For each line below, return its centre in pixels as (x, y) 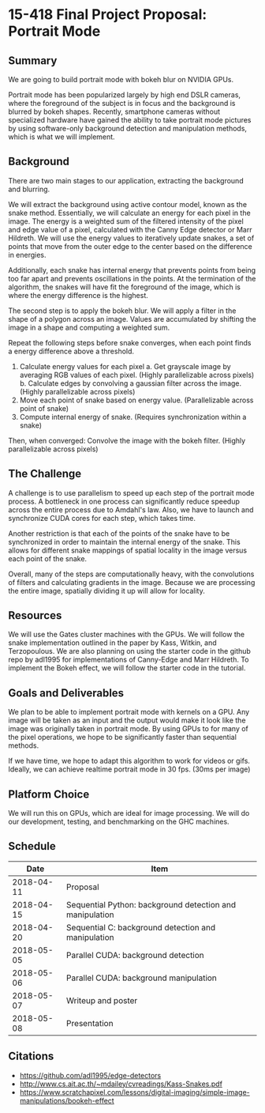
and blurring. (29, 189)
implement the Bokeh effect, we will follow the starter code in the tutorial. (127, 668)
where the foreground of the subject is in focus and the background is (122, 103)
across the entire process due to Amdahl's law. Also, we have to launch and (131, 509)
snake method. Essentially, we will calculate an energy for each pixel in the (129, 213)
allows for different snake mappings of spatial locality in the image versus (127, 550)
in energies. (27, 255)
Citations (31, 1056)
